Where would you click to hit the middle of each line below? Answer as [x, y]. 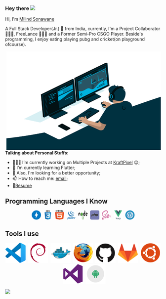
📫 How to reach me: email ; [40, 178]
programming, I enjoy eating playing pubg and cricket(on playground [75, 39]
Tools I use [22, 234]
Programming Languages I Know [56, 201]
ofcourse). [16, 44]
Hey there [17, 8]
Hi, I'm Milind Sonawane [30, 19]
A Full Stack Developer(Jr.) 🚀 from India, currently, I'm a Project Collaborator [83, 29]
